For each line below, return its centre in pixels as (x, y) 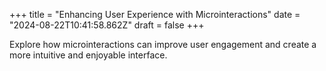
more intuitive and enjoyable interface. (88, 55)
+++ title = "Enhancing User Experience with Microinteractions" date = (155, 14)
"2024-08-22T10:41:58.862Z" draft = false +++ (107, 25)
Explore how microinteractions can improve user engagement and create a (163, 44)
